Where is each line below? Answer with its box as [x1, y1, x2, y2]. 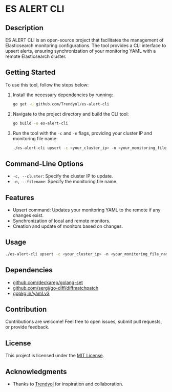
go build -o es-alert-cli [12, 121, 68, 126]
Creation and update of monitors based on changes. [12, 223, 123, 229]
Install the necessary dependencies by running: [12, 92, 114, 98]
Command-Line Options [5, 159, 83, 168]
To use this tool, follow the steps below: [5, 81, 89, 88]
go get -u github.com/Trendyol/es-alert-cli [12, 101, 110, 106]
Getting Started [5, 68, 56, 77]
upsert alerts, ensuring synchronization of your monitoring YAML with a [5, 48, 156, 54]
